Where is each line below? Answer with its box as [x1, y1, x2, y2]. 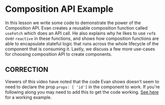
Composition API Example [5, 3, 114, 15]
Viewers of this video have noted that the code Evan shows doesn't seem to [5, 78, 160, 84]
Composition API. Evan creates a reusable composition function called [5, 25, 148, 31]
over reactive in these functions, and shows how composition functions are [5, 35, 159, 41]
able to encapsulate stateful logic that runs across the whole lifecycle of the [5, 40, 159, 46]
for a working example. [5, 94, 52, 100]
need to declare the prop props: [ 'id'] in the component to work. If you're [5, 84, 160, 90]
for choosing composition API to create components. [5, 51, 112, 57]
